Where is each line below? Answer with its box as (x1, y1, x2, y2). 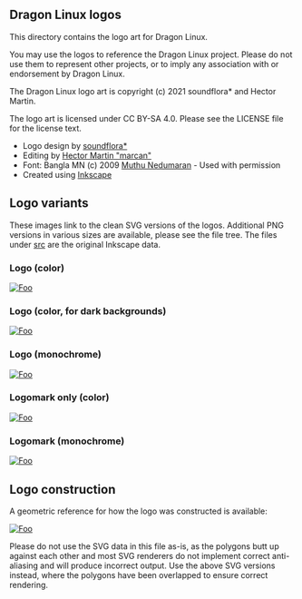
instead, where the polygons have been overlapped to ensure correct (9, 569, 268, 580)
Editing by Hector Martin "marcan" (22, 150, 152, 161)
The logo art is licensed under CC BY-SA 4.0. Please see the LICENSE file (9, 113, 284, 123)
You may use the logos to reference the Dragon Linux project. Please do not (9, 49, 293, 60)
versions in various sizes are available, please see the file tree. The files (9, 229, 278, 240)
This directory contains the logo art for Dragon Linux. (9, 31, 209, 42)
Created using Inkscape (22, 169, 112, 180)
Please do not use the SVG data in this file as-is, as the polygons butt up (9, 540, 279, 552)
